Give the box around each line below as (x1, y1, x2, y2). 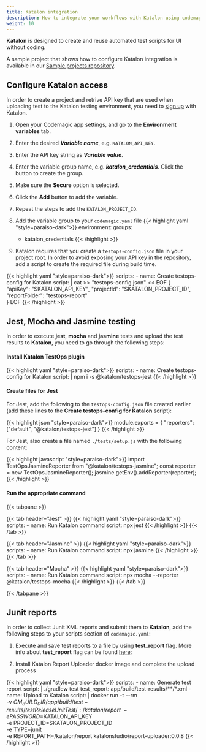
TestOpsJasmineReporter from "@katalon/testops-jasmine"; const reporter (6, 462, 196, 469)
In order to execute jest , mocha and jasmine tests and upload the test (6, 332, 183, 340)
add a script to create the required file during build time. (15, 260, 157, 268)
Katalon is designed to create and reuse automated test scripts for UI (6, 37, 182, 45)
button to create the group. (15, 170, 84, 177)
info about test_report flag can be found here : (15, 648, 132, 656)
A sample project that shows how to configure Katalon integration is (6, 56, 178, 63)
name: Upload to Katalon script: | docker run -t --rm (6, 692, 138, 699)
